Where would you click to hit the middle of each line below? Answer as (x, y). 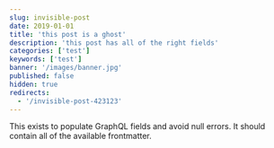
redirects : (30, 92)
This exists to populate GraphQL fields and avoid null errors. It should (137, 126)
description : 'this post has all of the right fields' (114, 43)
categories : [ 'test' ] (50, 51)
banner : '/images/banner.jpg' (66, 68)
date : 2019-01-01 (42, 26)
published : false (42, 76)
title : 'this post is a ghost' (68, 34)
